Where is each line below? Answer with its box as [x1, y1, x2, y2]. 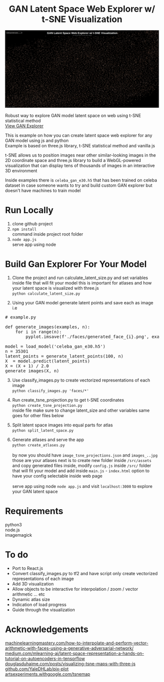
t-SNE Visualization [41, 14, 123, 25]
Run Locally [5, 205, 54, 216]
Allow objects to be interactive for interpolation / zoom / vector [12, 586, 138, 592]
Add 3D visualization [12, 581, 54, 586]
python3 [5, 522, 22, 527]
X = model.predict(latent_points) [5, 358, 90, 364]
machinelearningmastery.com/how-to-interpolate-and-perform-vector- [5, 640, 149, 646]
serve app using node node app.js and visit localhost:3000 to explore [12, 483, 153, 489]
